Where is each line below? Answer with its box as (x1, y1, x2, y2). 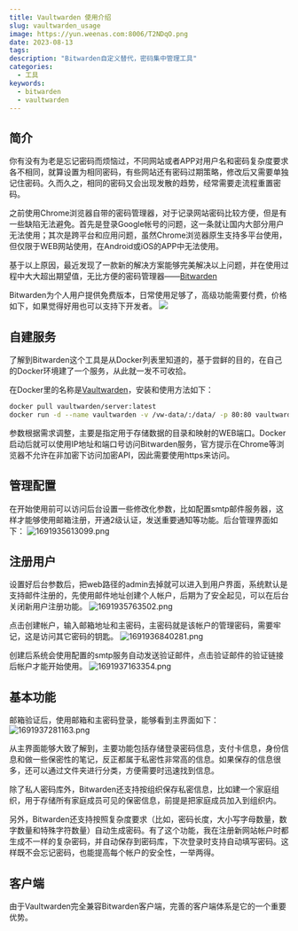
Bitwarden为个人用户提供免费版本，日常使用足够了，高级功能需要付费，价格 (9, 290, 287, 301)
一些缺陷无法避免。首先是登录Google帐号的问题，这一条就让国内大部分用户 (9, 219, 285, 230)
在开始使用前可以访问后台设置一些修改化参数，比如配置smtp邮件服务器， (9, 503, 277, 514)
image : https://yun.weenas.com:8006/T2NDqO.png (9, 29, 189, 38)
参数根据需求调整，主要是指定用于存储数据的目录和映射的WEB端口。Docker (9, 427, 286, 438)
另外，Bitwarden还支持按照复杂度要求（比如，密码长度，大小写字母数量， (9, 814, 279, 825)
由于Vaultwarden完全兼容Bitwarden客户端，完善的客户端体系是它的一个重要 (9, 901, 286, 911)
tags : (9, 46, 29, 55)
